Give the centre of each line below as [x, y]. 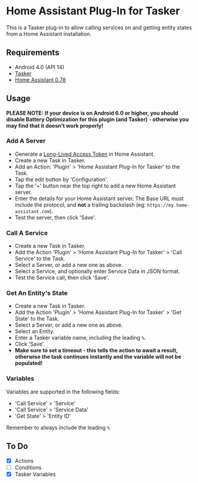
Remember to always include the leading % [58, 427]
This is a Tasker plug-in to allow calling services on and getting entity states [99, 27]
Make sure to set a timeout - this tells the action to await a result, [96, 350]
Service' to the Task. [40, 259]
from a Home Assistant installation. [49, 33]
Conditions [28, 467]
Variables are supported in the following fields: [63, 392]
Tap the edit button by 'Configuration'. [61, 179]
